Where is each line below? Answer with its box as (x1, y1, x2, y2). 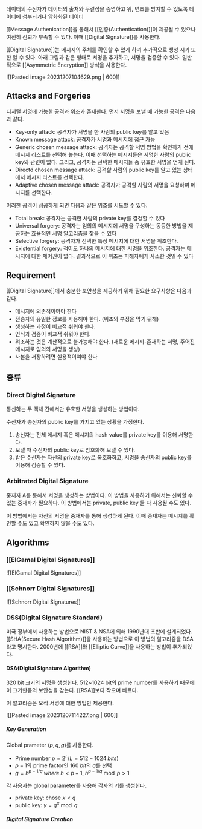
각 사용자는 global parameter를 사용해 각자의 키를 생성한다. (6, 782, 147, 789)
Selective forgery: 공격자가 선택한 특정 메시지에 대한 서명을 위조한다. (14, 237, 178, 244)
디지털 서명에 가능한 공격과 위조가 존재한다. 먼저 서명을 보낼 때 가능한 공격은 (6, 108, 185, 115)
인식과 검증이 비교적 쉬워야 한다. (14, 330, 91, 337)
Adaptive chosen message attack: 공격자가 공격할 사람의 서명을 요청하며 (14, 181, 190, 188)
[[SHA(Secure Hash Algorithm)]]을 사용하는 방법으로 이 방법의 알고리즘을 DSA (6, 635, 194, 642)
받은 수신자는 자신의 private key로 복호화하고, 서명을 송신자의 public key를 (14, 454, 192, 461)
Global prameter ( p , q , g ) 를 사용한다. (6, 741, 94, 749)
